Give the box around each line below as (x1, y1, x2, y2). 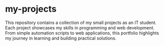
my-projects (5, 3, 57, 15)
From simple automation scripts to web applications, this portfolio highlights (5, 30, 159, 36)
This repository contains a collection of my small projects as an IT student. (5, 20, 157, 25)
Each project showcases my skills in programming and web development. (5, 24, 155, 30)
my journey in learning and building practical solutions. (5, 35, 117, 41)
